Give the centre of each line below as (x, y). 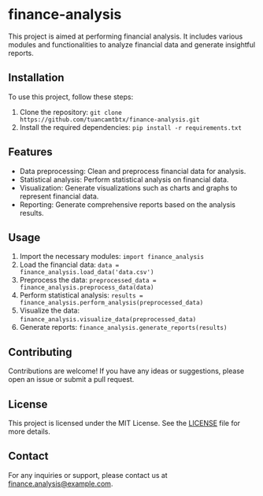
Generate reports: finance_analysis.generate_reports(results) (123, 328)
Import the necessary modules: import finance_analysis (112, 257)
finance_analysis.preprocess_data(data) (87, 288)
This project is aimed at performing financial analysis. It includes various (126, 36)
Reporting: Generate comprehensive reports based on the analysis (128, 204)
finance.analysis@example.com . (61, 483)
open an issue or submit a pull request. (71, 379)
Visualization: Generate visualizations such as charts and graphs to (128, 187)
